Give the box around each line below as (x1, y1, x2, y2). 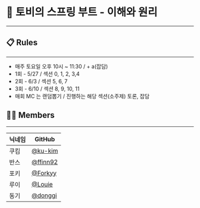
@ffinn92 (32, 157, 58, 166)
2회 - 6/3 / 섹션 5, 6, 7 (14, 77, 68, 85)
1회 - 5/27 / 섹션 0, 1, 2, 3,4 (14, 70, 80, 77)
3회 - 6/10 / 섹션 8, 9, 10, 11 (14, 85, 80, 92)
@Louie (32, 180, 53, 188)
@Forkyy (32, 169, 57, 177)
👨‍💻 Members (6, 110, 55, 120)
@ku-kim (32, 147, 58, 155)
